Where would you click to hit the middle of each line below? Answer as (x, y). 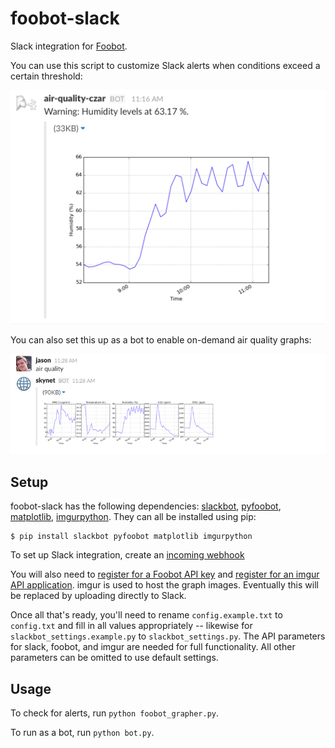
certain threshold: (46, 76)
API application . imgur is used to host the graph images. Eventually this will (164, 585)
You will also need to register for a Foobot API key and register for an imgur (165, 574)
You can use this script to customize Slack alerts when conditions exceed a (165, 65)
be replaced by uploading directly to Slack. (98, 596)
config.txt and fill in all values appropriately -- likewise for (131, 626)
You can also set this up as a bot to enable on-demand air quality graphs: (161, 339)
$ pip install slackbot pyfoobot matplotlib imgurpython (131, 537)
